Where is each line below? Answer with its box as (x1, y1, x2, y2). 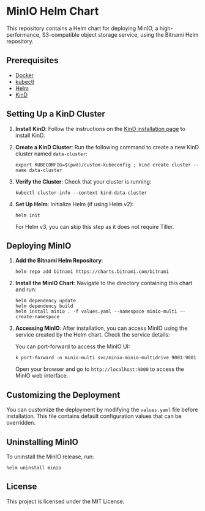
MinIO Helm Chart (6, 4, 99, 18)
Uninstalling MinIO (6, 436, 78, 447)
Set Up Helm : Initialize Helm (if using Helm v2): (15, 200, 134, 207)
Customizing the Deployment (6, 390, 121, 400)
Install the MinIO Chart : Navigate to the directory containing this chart (15, 280, 193, 287)
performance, (6, 31, 41, 38)
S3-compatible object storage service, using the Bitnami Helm (42, 31, 199, 38)
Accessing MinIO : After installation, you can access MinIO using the (15, 324, 188, 332)
